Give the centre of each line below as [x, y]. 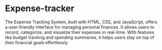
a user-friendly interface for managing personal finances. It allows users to [80, 27]
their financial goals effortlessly [36, 42]
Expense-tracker [40, 8]
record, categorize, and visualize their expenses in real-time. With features [80, 32]
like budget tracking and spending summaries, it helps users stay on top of [80, 37]
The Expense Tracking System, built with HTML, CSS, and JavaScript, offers [81, 22]
